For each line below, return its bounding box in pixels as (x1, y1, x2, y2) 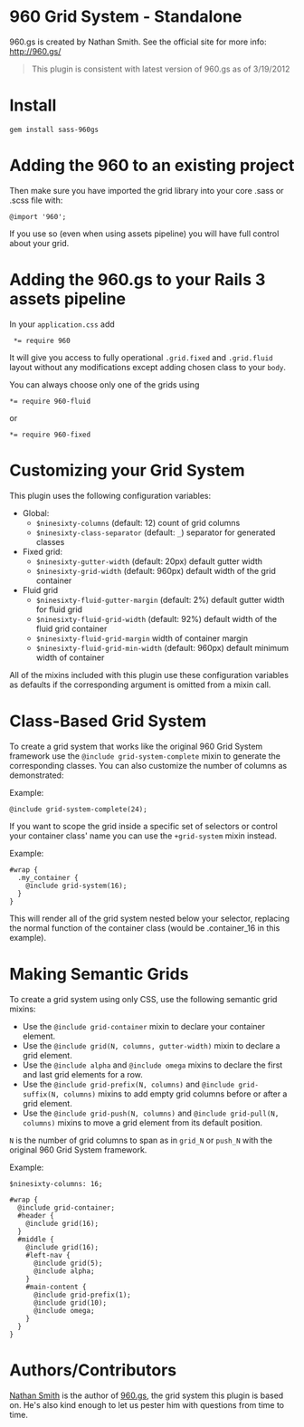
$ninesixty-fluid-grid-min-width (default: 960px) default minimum (35, 642, 290, 653)
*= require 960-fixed (9, 430, 91, 439)
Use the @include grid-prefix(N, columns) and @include (22, 1078, 235, 1089)
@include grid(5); (33, 1259, 103, 1268)
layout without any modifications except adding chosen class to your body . (9, 361, 287, 372)
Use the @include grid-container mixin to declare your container (22, 1020, 265, 1031)
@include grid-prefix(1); (33, 1290, 131, 1299)
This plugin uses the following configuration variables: (9, 490, 211, 501)
